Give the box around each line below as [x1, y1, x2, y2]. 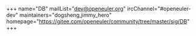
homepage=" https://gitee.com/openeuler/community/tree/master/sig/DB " [6, 18, 190, 25]
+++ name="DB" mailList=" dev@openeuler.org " [6, 5, 126, 12]
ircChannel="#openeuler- [126, 5, 191, 12]
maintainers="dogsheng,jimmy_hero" [19, 11, 112, 19]
